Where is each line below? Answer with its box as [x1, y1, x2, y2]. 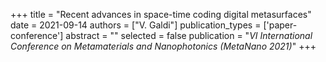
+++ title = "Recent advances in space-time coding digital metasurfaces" [10, 9, 312, 20]
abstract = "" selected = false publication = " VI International [65, 30, 313, 41]
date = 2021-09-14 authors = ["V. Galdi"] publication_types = [10, 19, 262, 31]
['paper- [263, 19, 298, 31]
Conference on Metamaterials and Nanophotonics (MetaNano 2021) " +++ [10, 40, 317, 52]
